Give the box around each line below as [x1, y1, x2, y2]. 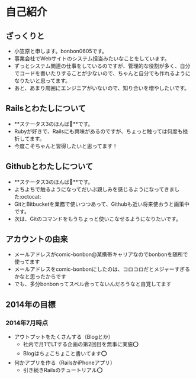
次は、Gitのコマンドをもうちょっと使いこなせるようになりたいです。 [14, 215, 181, 222]
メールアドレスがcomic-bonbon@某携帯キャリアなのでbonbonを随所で [14, 251, 188, 258]
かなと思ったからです [14, 273, 66, 280]
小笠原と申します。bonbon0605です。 [14, 48, 108, 54]
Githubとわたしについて [5, 161, 93, 171]
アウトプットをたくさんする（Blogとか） [14, 333, 114, 341]
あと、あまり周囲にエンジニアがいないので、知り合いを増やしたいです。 [14, 85, 190, 92]
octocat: [21, 193, 41, 200]
